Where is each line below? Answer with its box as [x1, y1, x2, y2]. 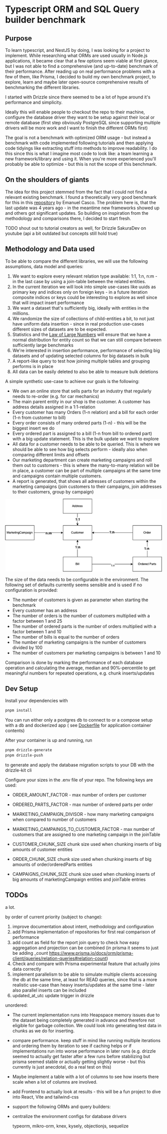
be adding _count [12, 950, 48, 956]
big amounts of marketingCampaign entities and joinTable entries [12, 876, 146, 882]
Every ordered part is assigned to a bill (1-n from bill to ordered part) [12, 430, 153, 436]
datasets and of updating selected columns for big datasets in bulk [12, 353, 150, 359]
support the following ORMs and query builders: [12, 1104, 111, 1110]
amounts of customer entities [12, 846, 73, 852]
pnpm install [5, 708, 32, 713]
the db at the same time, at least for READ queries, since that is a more [12, 976, 158, 982]
